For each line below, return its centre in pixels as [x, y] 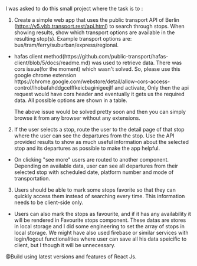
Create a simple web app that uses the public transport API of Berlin [97, 20]
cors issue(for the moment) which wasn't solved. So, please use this [97, 69]
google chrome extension [45, 75]
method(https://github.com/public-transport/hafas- [106, 56]
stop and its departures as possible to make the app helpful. [87, 148]
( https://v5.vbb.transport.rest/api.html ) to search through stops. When [99, 26]
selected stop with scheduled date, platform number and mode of [94, 172]
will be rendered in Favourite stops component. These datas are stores [100, 220]
